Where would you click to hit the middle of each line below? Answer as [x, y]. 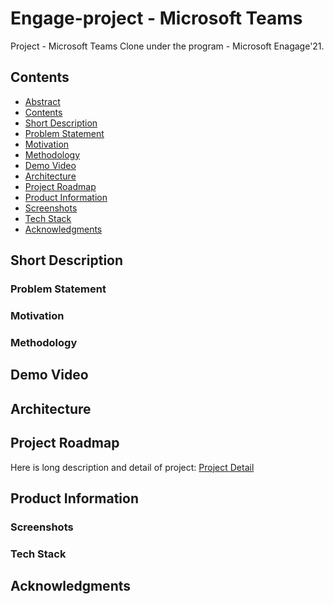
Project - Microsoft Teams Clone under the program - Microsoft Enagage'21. [167, 46]
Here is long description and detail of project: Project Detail [132, 467]
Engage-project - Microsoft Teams [156, 18]
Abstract [42, 101]
